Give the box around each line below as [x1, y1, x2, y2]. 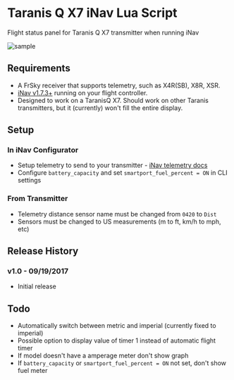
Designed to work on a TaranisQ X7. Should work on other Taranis [17, 96, 209, 104]
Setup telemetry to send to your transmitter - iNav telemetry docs [17, 161, 208, 170]
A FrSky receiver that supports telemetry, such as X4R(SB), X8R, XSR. [17, 81, 221, 90]
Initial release [17, 282, 56, 290]
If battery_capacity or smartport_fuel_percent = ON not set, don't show [17, 359, 227, 367]
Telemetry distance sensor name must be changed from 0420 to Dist [17, 209, 217, 218]
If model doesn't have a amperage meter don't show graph [17, 351, 189, 360]
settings [17, 176, 42, 185]
